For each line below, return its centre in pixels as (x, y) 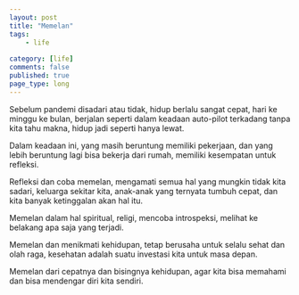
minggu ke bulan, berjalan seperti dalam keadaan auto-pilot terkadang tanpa (150, 119)
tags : (19, 34)
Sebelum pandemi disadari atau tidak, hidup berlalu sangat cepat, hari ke (144, 109)
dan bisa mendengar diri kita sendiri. (76, 281)
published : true (39, 76)
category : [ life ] (42, 59)
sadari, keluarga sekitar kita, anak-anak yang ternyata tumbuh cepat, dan (144, 191)
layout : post (33, 17)
